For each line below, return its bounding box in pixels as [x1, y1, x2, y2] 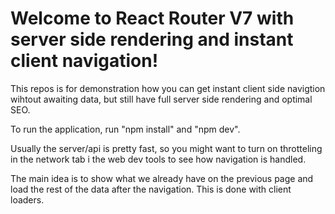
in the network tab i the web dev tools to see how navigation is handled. [10, 153, 307, 165]
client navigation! [10, 50, 159, 72]
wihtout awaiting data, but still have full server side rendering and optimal [10, 93, 313, 105]
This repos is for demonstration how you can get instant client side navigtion [10, 82, 326, 94]
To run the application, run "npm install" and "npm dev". [10, 123, 241, 135]
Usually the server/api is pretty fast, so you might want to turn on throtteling [10, 142, 323, 154]
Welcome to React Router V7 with [10, 7, 295, 30]
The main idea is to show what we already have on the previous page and [10, 172, 314, 184]
